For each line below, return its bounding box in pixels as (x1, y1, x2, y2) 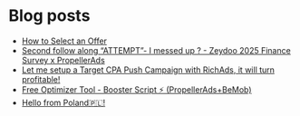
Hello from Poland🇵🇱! (21, 97, 106, 108)
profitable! (21, 73, 61, 84)
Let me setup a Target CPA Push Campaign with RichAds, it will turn (21, 64, 276, 75)
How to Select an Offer (21, 35, 108, 46)
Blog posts (8, 5, 91, 26)
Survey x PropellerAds (21, 54, 105, 65)
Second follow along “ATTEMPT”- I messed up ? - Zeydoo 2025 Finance (21, 44, 291, 55)
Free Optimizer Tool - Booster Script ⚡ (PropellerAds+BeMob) (21, 83, 252, 95)
